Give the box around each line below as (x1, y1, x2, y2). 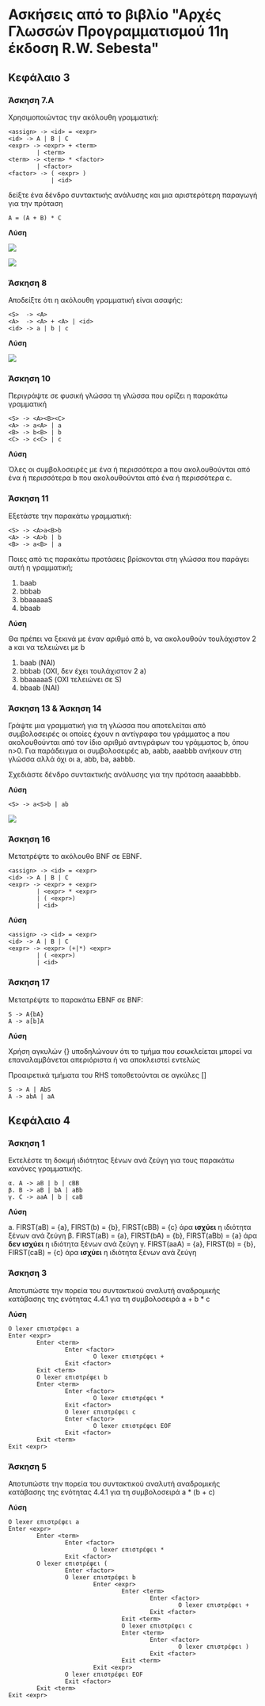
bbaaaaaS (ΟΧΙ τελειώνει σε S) (19, 674, 123, 684)
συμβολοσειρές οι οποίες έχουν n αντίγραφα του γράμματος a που (8, 729, 230, 739)
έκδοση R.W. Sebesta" (8, 40, 160, 57)
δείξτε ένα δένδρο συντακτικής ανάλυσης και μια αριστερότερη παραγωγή (8, 190, 258, 200)
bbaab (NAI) (19, 683, 60, 693)
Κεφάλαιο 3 (8, 71, 70, 84)
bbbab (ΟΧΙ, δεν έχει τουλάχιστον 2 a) (19, 666, 147, 675)
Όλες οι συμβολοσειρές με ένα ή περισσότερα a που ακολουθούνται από (8, 465, 251, 475)
